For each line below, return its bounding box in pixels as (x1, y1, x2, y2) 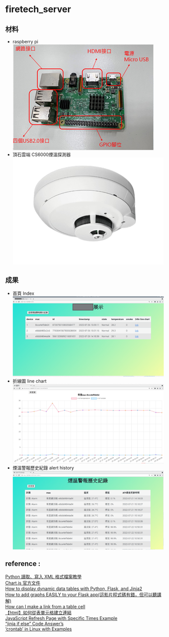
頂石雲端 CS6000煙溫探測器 (12, 151, 71, 157)
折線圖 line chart (12, 378, 47, 384)
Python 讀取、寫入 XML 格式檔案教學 (5, 573, 82, 579)
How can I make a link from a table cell (5, 603, 86, 609)
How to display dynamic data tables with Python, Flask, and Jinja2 (5, 586, 142, 592)
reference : (5, 559, 41, 568)
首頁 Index (12, 290, 34, 296)
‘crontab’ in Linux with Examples (5, 626, 72, 632)
